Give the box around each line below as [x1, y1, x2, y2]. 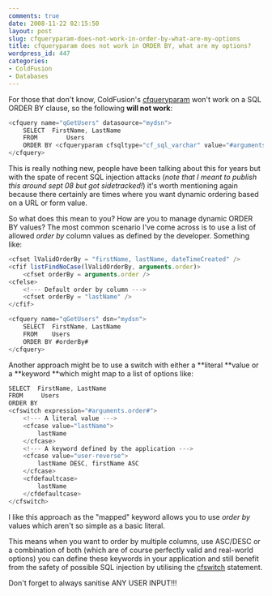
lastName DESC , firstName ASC [37, 460, 139, 468]
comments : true [8, 11, 60, 20]
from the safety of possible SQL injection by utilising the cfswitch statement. [8, 562, 263, 572]
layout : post [8, 27, 53, 35]
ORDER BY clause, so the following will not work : [8, 103, 172, 113]
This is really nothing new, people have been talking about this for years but [8, 164, 261, 173]
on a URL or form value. [8, 198, 87, 208]
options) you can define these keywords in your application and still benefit [8, 553, 259, 564]
